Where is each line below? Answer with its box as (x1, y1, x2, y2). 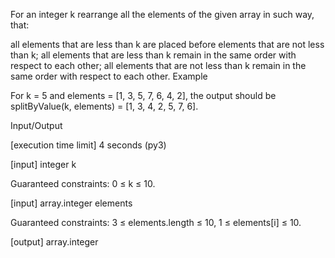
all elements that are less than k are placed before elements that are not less (10, 39, 325, 50)
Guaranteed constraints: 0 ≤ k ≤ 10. (10, 178, 156, 189)
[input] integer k (10, 159, 77, 170)
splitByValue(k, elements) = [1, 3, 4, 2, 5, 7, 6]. (10, 100, 199, 112)
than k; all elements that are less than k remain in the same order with (10, 49, 297, 61)
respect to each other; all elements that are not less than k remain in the (10, 60, 307, 71)
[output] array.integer (10, 236, 99, 248)
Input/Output (10, 120, 63, 131)
